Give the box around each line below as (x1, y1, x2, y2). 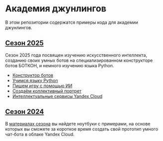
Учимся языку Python (12, 77, 58, 83)
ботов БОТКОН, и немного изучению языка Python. (5, 62, 114, 68)
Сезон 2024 (5, 107, 44, 116)
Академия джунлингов (5, 3, 107, 14)
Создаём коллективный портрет (12, 88, 82, 94)
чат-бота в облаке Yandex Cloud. (5, 131, 75, 137)
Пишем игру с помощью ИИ (12, 83, 73, 89)
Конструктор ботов (12, 72, 54, 78)
